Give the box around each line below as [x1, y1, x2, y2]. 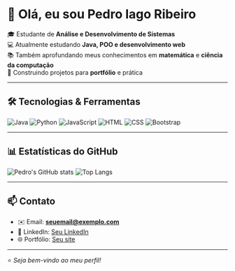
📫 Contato [7, 195, 56, 207]
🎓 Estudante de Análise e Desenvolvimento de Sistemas [7, 29, 176, 38]
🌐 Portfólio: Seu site [17, 235, 76, 244]
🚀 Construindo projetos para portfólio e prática [7, 68, 143, 76]
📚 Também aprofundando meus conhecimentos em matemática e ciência [7, 50, 223, 59]
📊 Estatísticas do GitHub [7, 146, 118, 158]
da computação [7, 61, 54, 69]
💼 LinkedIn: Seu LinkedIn [17, 228, 89, 236]
